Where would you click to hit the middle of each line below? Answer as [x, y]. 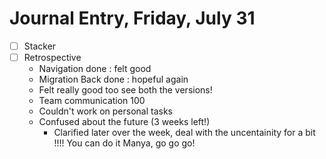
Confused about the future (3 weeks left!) [124, 122]
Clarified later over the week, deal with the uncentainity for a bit [184, 133]
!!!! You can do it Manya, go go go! [124, 143]
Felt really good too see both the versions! [125, 90]
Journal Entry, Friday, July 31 [132, 18]
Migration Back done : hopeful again [113, 79]
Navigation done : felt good [95, 69]
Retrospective [52, 57]
